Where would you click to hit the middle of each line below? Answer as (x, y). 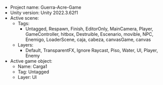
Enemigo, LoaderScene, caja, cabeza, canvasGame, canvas (88, 39)
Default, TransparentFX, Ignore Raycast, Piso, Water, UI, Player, (91, 50)
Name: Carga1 (32, 66)
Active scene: (24, 18)
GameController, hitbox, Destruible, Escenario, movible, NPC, (89, 34)
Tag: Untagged (33, 72)
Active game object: (31, 61)
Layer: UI (27, 77)
